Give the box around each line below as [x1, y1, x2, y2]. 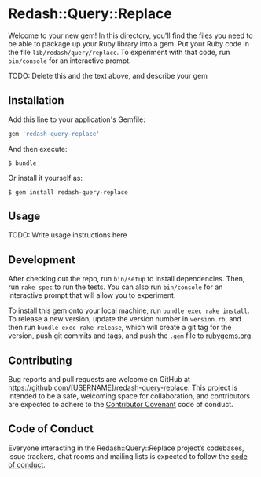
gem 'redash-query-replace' [8, 130, 101, 138]
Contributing [8, 354, 72, 367]
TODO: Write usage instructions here [8, 230, 127, 240]
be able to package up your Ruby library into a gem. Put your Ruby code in [8, 39, 250, 48]
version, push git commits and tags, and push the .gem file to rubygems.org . [8, 331, 254, 340]
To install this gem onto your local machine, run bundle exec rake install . [8, 306, 250, 315]
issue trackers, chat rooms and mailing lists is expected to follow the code [8, 451, 248, 460]
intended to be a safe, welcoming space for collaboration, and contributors [8, 391, 250, 401]
